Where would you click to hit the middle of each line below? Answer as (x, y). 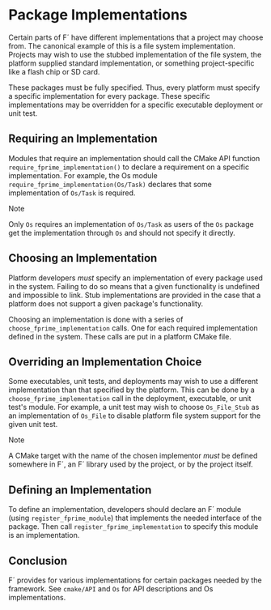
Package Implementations (98, 15)
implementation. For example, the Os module (83, 175)
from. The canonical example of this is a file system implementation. (122, 45)
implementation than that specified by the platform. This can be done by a (131, 390)
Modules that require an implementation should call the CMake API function (134, 158)
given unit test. (33, 424)
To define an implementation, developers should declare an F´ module (125, 510)
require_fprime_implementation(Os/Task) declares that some (110, 184)
